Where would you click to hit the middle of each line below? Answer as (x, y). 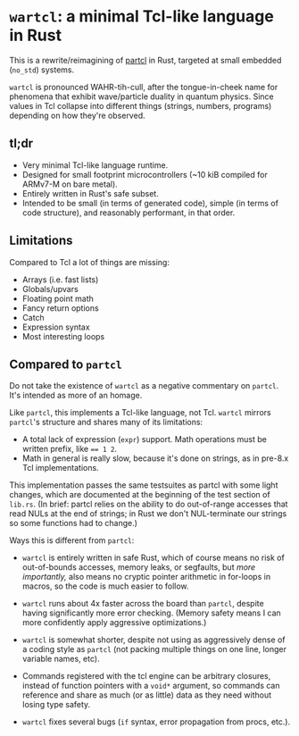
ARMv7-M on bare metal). (70, 184)
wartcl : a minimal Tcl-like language (141, 17)
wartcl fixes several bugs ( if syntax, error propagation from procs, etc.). (156, 722)
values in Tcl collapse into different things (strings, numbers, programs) (141, 105)
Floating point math (58, 298)
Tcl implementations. (61, 468)
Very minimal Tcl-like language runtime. (95, 165)
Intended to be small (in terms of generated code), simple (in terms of (150, 203)
